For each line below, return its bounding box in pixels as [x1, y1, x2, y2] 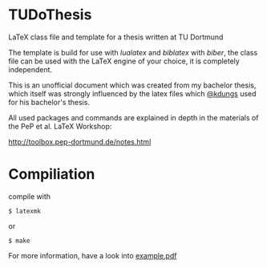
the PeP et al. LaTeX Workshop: [8, 121, 112, 131]
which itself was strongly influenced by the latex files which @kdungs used [8, 88, 257, 98]
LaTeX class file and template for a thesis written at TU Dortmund [8, 32, 224, 42]
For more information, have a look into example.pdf [8, 250, 177, 260]
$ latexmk [8, 207, 42, 215]
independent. [8, 64, 53, 74]
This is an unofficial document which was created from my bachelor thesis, [8, 80, 257, 90]
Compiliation [8, 165, 95, 184]
